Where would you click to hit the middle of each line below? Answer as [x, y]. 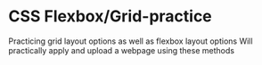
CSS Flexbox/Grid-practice [111, 16]
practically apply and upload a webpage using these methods [122, 50]
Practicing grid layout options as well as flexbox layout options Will [131, 41]
